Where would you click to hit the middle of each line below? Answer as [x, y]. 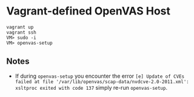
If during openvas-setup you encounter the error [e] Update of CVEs [100, 76]
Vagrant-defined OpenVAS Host [89, 11]
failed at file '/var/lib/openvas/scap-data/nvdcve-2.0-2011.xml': [102, 82]
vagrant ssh [21, 32]
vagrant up [20, 27]
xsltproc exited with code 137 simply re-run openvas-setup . [91, 87]
